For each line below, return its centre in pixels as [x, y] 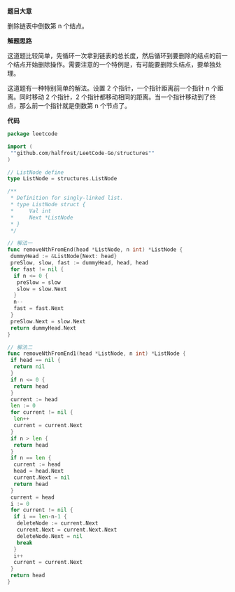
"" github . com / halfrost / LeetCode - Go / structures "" [83, 153]
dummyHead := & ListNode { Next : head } [64, 256]
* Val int [31, 211]
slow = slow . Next [42, 289]
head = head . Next [39, 471]
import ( [20, 147]
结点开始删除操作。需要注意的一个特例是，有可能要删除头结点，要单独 [114, 65]
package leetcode [33, 134]
